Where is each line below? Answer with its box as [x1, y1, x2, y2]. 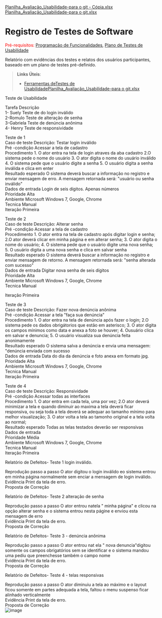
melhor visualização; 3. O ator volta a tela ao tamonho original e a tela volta [5, 414, 155, 419]
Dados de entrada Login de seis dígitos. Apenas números [5, 186, 119, 192]
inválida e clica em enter [5, 165, 54, 171]
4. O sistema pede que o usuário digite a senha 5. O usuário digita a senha [5, 160, 153, 166]
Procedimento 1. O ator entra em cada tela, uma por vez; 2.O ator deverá [5, 398, 149, 404]
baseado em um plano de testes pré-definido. [5, 62, 97, 67]
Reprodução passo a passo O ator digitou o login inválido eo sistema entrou [5, 468, 156, 474]
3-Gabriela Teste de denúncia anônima [5, 120, 83, 125]
